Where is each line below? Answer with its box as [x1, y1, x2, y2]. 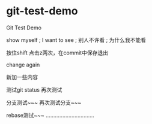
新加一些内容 [6, 73, 38, 80]
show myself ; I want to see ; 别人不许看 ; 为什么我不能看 [6, 36, 146, 43]
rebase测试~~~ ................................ [6, 111, 95, 119]
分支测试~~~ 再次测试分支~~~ [6, 99, 82, 106]
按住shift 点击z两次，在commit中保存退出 [6, 49, 108, 56]
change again [6, 61, 40, 68]
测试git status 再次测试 [6, 86, 62, 93]
